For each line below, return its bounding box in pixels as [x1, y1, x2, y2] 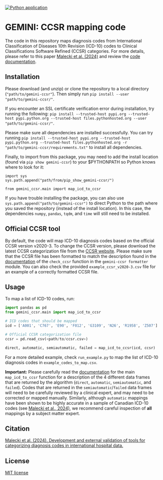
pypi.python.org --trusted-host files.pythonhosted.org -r [5, 140, 127, 145]
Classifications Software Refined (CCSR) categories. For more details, [5, 48, 145, 54]
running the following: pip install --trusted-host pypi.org [5, 110, 127, 117]
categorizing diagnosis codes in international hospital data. [5, 442, 124, 449]
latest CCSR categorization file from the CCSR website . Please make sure [5, 248, 152, 254]
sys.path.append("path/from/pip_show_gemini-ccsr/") [5, 178, 114, 183]
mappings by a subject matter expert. [5, 410, 80, 416]
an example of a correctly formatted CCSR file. [5, 269, 99, 274]
